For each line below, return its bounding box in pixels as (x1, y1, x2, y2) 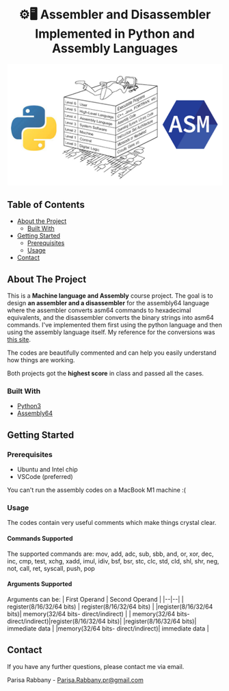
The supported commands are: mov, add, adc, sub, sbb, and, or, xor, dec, (7, 550, 214, 558)
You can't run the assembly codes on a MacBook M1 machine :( (7, 486, 187, 494)
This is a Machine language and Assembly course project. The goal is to (7, 292, 213, 300)
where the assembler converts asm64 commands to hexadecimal (7, 306, 191, 314)
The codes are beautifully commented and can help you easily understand (7, 349, 217, 357)
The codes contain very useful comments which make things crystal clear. (7, 519, 217, 527)
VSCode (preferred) (16, 473, 73, 481)
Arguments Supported (7, 580, 72, 588)
